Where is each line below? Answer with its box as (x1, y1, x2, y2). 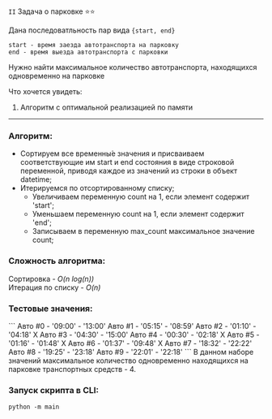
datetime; (19, 175, 53, 184)
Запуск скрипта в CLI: (8, 384, 100, 395)
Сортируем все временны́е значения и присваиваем (19, 149, 205, 158)
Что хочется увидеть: (8, 87, 83, 96)
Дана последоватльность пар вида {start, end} (8, 25, 176, 35)
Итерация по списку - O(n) (8, 283, 101, 292)
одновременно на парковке (8, 71, 105, 80)
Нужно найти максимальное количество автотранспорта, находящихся (8, 63, 257, 71)
